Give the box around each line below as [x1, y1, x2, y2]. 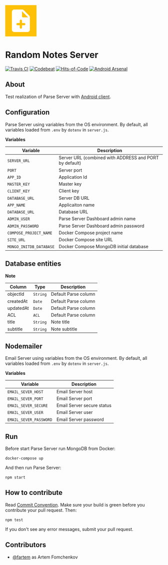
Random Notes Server [5, 50, 98, 61]
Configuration [5, 108, 50, 117]
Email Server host [56, 388, 93, 394]
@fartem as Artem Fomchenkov [12, 554, 78, 560]
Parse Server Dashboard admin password [58, 223, 144, 229]
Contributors [5, 540, 46, 549]
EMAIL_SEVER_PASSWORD [7, 417, 52, 422]
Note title [50, 319, 70, 325]
